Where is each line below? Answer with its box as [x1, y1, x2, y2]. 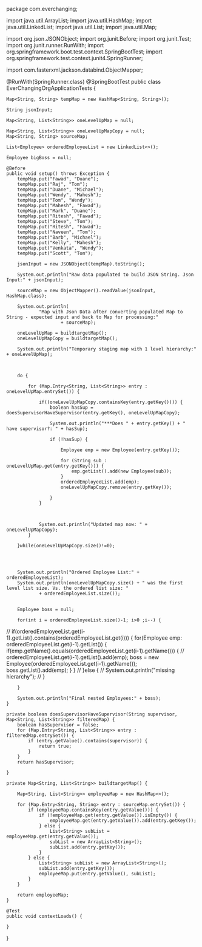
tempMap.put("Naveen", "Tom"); [17, 229, 96, 235]
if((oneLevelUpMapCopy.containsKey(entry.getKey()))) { [38, 399, 183, 405]
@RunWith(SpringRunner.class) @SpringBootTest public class [6, 78, 161, 85]
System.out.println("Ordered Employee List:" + [17, 569, 140, 575]
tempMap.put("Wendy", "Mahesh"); [17, 192, 102, 198]
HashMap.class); [6, 293, 47, 299]
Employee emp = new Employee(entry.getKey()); [60, 447, 181, 453]
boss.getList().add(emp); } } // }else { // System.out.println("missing [6, 666, 175, 674]
